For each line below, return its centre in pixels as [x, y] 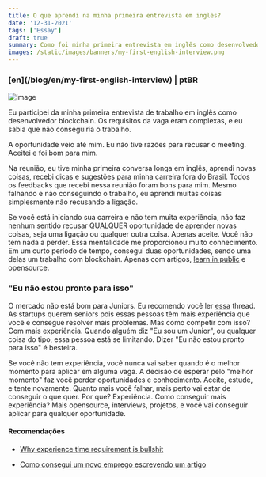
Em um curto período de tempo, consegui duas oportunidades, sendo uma [130, 251]
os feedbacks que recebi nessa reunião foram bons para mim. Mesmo [122, 185]
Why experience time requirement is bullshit [91, 449]
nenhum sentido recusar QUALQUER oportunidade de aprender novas [123, 225]
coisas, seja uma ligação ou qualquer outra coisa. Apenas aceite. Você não [131, 234]
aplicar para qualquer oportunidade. [67, 413]
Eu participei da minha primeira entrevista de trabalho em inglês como [123, 112]
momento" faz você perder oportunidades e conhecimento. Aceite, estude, [131, 380]
